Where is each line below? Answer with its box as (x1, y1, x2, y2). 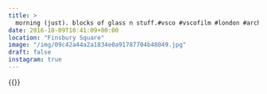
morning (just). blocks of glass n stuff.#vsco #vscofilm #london (15, 19, 240, 27)
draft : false (8, 48, 52, 56)
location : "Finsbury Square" (8, 33, 105, 42)
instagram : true (8, 56, 62, 64)
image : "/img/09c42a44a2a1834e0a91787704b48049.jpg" (8, 41, 187, 49)
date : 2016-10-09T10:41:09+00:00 (8, 26, 119, 34)
